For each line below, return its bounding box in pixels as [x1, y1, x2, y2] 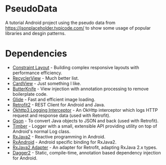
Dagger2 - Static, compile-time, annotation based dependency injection [12, 149, 161, 155]
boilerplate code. [12, 91, 48, 97]
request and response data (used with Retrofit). [12, 112, 111, 118]
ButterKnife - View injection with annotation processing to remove [12, 86, 149, 92]
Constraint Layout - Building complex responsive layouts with [12, 64, 139, 70]
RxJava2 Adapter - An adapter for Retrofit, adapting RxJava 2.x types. [12, 144, 157, 150]
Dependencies [5, 48, 67, 59]
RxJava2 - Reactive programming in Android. [12, 133, 106, 139]
